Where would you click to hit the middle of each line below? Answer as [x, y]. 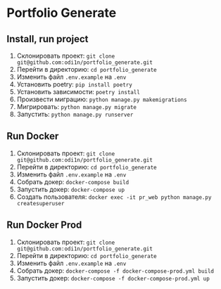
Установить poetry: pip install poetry [75, 84]
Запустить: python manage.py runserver [75, 114]
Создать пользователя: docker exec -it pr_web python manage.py [114, 197]
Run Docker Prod [44, 225]
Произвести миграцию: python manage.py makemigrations [102, 99]
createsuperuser [40, 203]
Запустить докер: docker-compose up [70, 189]
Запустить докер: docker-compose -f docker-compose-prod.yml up [113, 278]
